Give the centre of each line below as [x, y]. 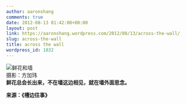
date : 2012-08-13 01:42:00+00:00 [47, 22]
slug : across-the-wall [34, 39]
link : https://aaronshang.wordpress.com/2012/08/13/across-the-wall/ [93, 34]
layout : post [22, 28]
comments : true [25, 17]
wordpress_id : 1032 [30, 50]
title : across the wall [35, 45]
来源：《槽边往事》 [28, 95]
